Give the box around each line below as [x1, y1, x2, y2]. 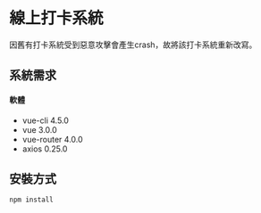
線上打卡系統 [9, 8, 105, 29]
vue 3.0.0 [21, 124, 58, 135]
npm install [9, 195, 54, 205]
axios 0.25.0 [21, 143, 68, 154]
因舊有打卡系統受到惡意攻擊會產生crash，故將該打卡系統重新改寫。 [9, 39, 257, 50]
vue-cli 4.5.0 [21, 115, 70, 126]
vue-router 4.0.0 [21, 134, 83, 144]
